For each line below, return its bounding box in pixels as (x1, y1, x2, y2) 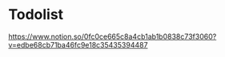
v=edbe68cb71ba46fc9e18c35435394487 (8, 40, 148, 49)
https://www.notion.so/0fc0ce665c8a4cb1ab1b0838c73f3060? (8, 32, 217, 41)
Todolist (8, 6, 64, 24)
